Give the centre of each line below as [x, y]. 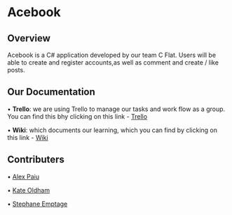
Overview [29, 38]
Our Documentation [52, 92]
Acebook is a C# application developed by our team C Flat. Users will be [111, 55]
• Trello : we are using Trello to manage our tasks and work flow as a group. [116, 109]
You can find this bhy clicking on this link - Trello [77, 116]
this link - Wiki [28, 137]
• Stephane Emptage [37, 204]
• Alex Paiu [23, 176]
